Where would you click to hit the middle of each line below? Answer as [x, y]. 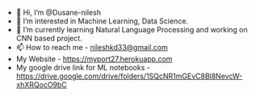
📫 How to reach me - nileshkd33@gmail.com [92, 47]
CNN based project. [49, 38]
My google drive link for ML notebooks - [83, 67]
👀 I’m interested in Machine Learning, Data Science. [102, 21]
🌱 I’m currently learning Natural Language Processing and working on [132, 30]
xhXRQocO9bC [41, 84]
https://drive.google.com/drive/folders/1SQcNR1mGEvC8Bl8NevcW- [129, 76]
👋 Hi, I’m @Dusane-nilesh [58, 13]
